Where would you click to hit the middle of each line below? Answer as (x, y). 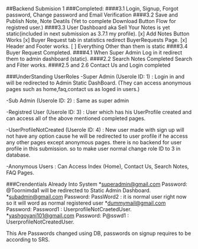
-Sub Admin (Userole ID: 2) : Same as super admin (68, 101)
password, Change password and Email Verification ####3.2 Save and (92, 15)
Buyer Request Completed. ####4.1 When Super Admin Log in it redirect (94, 52)
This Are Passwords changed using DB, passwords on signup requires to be (99, 233)
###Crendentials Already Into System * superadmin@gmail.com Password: (97, 184)
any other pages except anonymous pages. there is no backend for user (94, 142)
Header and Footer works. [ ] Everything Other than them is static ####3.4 (97, 46)
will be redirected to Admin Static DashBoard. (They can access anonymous (99, 83)
